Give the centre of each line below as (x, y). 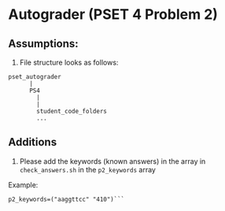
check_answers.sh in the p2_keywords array (87, 169)
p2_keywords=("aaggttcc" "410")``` (66, 199)
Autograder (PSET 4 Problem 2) (113, 15)
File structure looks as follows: (69, 62)
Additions (33, 142)
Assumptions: (43, 44)
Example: (23, 185)
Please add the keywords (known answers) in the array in (112, 161)
